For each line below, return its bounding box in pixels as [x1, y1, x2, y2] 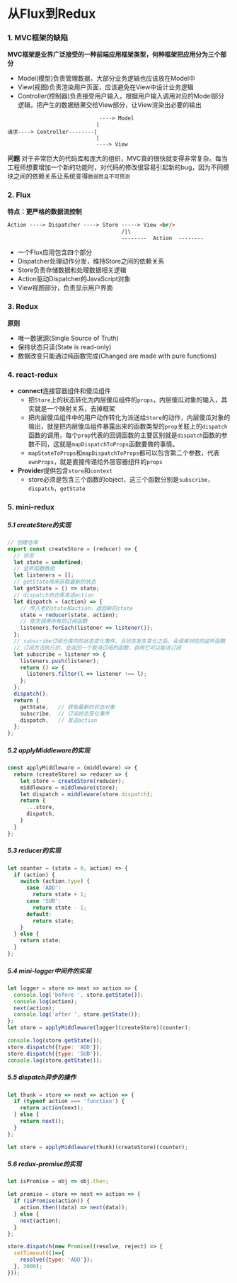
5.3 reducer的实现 [7, 847, 62, 855]
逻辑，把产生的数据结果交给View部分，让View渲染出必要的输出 [17, 101, 202, 109]
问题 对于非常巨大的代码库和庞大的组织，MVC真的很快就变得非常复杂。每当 [7, 154, 228, 163]
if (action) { [13, 871, 55, 878]
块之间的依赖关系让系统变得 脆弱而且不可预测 [7, 172, 131, 181]
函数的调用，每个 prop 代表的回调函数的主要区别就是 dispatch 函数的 [28, 431, 221, 439]
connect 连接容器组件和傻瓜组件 [17, 387, 111, 395]
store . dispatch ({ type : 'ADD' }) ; [7, 1044, 103, 1051]
